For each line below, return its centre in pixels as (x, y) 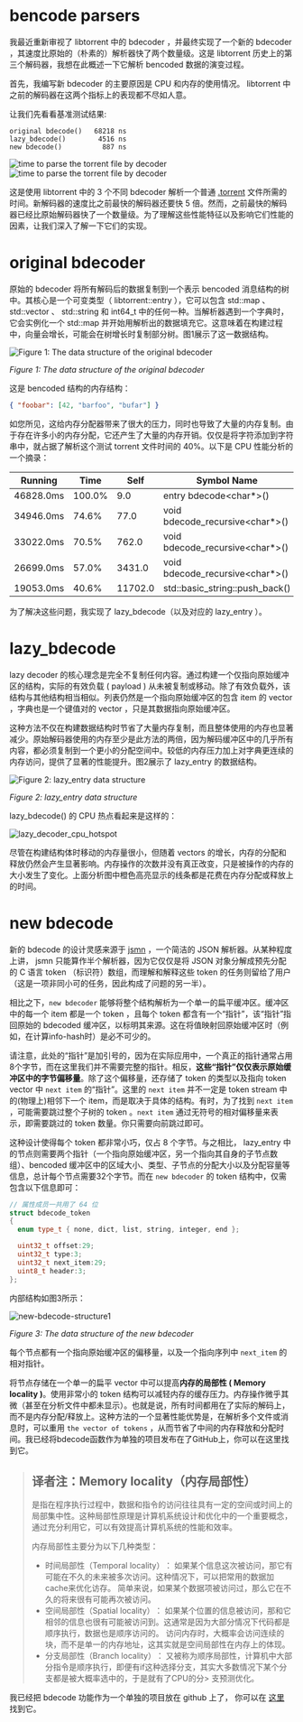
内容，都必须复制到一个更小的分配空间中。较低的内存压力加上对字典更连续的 (151, 750)
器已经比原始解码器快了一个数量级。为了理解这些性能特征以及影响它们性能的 (151, 214)
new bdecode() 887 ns (68, 147)
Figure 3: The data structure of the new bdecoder (101, 1333)
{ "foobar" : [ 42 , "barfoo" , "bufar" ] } (84, 405)
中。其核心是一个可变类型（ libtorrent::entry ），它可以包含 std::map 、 (140, 300)
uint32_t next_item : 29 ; (62, 1263)
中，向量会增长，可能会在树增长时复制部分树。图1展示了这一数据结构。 (141, 334)
